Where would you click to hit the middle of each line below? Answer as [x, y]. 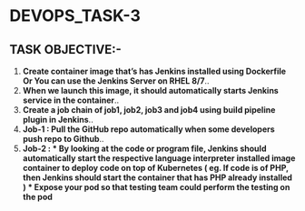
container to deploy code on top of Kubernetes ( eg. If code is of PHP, [155, 168]
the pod [37, 197]
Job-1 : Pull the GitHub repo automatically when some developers [148, 129]
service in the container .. [71, 100]
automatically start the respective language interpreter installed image [159, 158]
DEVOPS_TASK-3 [75, 16]
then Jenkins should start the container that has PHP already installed [157, 177]
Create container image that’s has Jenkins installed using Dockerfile [154, 71]
